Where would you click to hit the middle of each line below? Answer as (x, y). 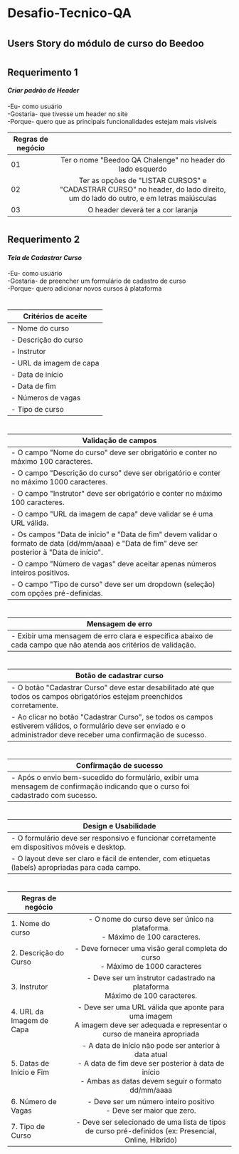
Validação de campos (119, 440)
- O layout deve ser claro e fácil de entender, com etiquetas (111, 858)
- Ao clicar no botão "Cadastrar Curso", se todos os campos (112, 717)
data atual (151, 1054)
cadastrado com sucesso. (54, 796)
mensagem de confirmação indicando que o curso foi (100, 786)
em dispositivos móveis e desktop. (69, 847)
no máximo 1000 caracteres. (59, 482)
